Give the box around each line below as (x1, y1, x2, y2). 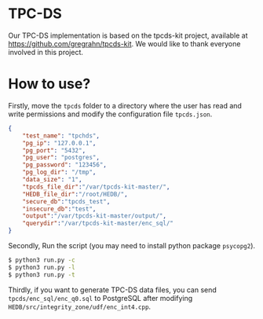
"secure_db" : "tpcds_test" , (22, 197, 111, 205)
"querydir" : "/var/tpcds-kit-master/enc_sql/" (22, 219, 174, 228)
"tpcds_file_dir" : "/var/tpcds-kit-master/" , (22, 182, 170, 191)
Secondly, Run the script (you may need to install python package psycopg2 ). (8, 241, 256, 250)
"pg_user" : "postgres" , (22, 154, 100, 162)
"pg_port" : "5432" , (22, 146, 86, 154)
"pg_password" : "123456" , (22, 161, 108, 169)
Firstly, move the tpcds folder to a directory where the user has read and (8, 101, 242, 110)
